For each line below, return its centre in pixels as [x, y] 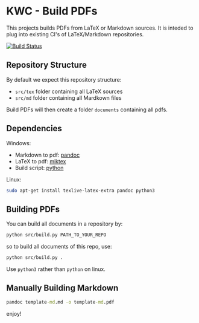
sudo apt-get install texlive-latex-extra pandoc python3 [81, 191]
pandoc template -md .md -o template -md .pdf [60, 302]
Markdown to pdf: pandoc [47, 155]
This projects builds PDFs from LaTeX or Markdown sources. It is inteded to [100, 28]
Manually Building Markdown [62, 288]
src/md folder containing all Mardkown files [68, 97]
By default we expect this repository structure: [64, 79]
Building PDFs [33, 209]
